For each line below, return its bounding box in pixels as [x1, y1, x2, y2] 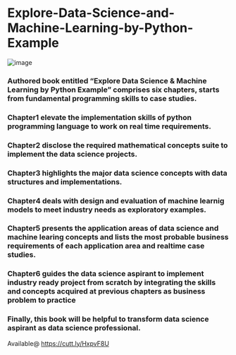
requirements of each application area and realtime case [7, 241, 205, 251]
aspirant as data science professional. [7, 323, 141, 333]
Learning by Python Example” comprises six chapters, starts [7, 85, 220, 95]
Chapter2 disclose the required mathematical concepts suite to [7, 140, 228, 150]
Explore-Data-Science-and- [7, 5, 175, 21]
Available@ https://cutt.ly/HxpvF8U [7, 339, 109, 347]
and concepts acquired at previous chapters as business [7, 287, 206, 296]
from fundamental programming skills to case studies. [7, 93, 197, 103]
